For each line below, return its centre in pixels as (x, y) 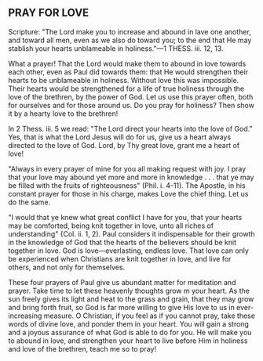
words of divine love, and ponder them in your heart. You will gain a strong (129, 323)
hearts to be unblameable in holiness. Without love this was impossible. (124, 80)
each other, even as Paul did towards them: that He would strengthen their (128, 72)
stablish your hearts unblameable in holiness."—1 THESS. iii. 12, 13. (116, 48)
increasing (25, 316)
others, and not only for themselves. (67, 267)
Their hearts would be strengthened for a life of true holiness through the (126, 88)
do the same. (29, 202)
